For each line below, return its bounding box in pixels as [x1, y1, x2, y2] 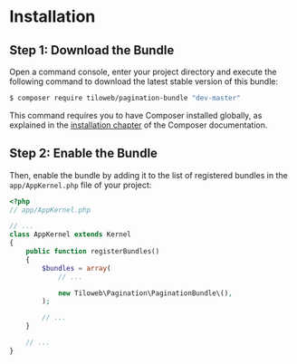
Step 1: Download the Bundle [9, 43, 175, 58]
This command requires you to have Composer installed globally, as [9, 110, 263, 120]
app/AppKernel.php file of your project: [9, 179, 152, 190]
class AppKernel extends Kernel [9, 230, 131, 239]
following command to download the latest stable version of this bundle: [9, 76, 279, 87]
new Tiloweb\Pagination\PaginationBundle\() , [57, 288, 233, 298]
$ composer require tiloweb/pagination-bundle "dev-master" [9, 93, 242, 102]
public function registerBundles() [25, 247, 160, 256]
